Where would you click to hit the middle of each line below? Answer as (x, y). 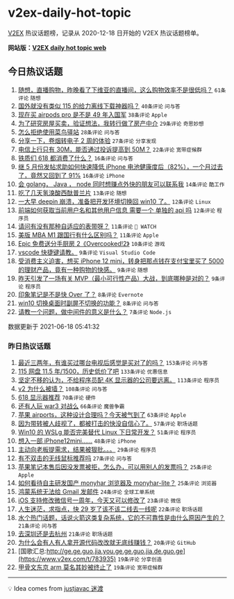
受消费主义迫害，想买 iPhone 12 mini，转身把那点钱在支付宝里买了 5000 (121, 261)
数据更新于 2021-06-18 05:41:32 (54, 326)
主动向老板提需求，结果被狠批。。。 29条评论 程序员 (87, 450)
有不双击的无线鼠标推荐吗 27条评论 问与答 (75, 458)
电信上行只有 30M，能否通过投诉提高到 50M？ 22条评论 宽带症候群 (110, 149)
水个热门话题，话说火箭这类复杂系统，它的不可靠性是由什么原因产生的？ (121, 518)
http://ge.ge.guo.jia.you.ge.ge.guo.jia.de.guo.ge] (116, 551)
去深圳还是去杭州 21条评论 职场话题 (65, 534)
